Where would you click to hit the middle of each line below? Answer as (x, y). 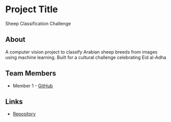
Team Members (31, 73)
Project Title (32, 9)
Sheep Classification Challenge (38, 23)
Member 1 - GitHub (33, 86)
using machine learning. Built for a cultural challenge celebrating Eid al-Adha (86, 57)
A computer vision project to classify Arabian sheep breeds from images (81, 52)
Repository (24, 114)
